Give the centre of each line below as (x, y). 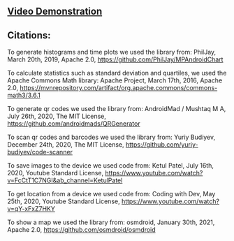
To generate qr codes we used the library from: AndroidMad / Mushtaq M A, (117, 109)
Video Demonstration (55, 12)
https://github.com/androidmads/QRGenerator (74, 124)
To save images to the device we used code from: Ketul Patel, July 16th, (111, 166)
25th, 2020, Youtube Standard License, (64, 201)
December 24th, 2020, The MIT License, (66, 145)
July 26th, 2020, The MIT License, (57, 116)
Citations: (29, 35)
